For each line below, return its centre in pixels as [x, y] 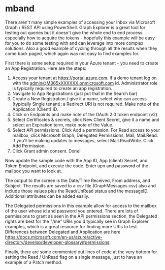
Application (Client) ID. [35, 109]
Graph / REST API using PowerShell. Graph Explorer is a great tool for [75, 27]
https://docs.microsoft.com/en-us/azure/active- [54, 237]
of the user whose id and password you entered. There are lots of [72, 211]
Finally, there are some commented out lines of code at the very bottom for [81, 252]
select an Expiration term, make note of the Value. [63, 125]
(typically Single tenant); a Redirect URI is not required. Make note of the [86, 104]
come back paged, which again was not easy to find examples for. [72, 53]
